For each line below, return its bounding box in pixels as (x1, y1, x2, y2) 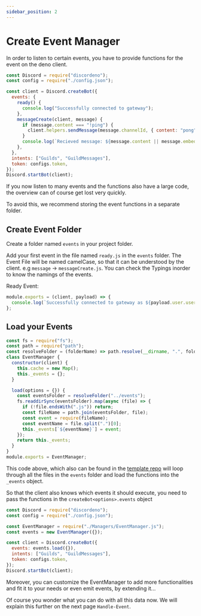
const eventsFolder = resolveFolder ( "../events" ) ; (17, 393, 146, 399)
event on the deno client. (6, 60, 68, 68)
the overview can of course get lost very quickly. (6, 189, 127, 196)
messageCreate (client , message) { (17, 116, 103, 123)
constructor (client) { (11, 360, 68, 366)
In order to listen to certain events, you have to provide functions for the (6, 54, 184, 62)
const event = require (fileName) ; (22, 415, 109, 421)
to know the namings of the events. (6, 271, 93, 278)
